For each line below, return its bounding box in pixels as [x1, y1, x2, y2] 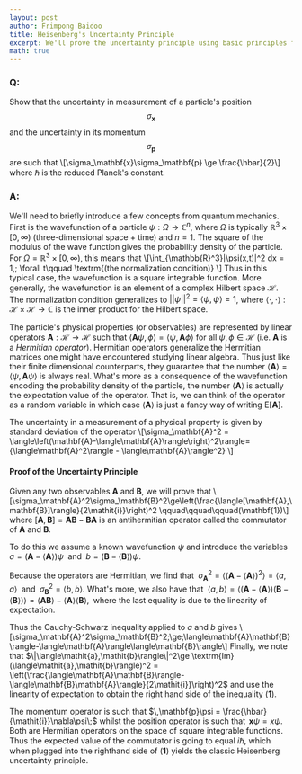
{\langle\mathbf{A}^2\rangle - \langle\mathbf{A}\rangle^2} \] [9, 446, 234, 457]
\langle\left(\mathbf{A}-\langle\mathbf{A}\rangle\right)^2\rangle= [9, 436, 251, 447]
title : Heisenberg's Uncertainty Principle [9, 30, 175, 39]
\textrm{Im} [191, 651, 235, 662]
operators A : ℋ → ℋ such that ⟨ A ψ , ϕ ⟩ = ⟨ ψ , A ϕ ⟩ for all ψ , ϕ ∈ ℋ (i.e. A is [9, 332, 288, 343]
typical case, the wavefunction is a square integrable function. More [9, 271, 262, 283]
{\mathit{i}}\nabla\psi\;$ [9, 716, 98, 726]
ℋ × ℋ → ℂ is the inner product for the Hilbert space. [9, 304, 209, 315]
